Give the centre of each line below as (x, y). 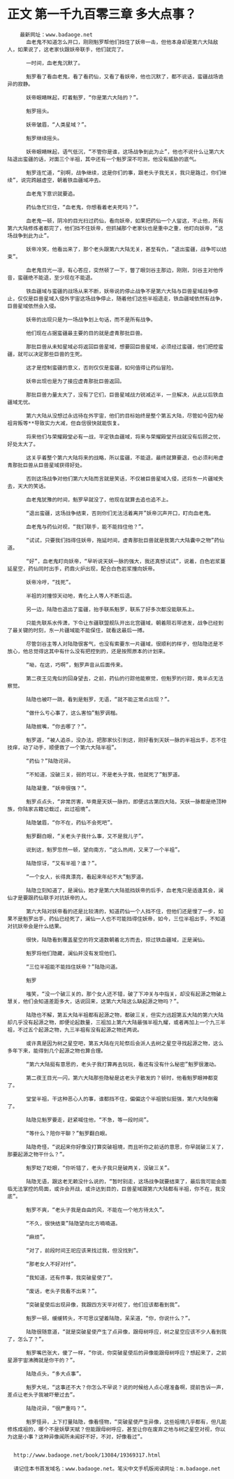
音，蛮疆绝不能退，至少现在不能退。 (52, 278)
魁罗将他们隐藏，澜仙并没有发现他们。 (73, 953)
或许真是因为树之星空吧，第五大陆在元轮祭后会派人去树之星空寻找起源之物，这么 (124, 1043)
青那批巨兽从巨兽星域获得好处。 (46, 465)
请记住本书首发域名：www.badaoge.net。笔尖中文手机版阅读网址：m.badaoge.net (117, 1469)
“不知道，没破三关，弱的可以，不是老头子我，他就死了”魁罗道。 (104, 774)
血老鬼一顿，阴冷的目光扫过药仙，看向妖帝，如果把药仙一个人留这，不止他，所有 (124, 221)
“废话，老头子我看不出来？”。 (63, 1291)
